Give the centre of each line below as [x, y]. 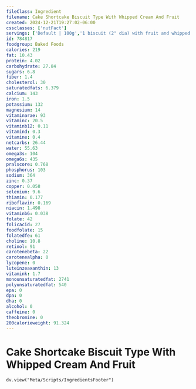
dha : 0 [14, 301]
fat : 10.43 [19, 55]
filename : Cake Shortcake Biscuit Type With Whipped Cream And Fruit [93, 17]
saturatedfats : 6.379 [33, 88]
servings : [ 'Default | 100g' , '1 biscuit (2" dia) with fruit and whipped [98, 33]
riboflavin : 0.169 [28, 203]
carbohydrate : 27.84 [31, 66]
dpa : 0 [14, 296]
